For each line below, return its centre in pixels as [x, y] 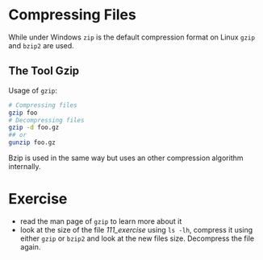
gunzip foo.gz [32, 142]
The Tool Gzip [44, 71]
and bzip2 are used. [41, 45]
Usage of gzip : [33, 90]
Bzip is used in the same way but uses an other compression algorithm [126, 158]
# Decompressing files [46, 120]
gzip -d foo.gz [34, 128]
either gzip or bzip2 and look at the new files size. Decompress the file [137, 238]
